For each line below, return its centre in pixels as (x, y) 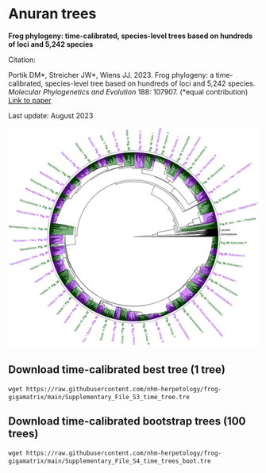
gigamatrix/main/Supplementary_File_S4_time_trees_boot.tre (110, 461)
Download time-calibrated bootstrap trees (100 (127, 421)
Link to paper (30, 100)
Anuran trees (52, 14)
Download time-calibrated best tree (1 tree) (117, 370)
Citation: (22, 60)
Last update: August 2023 (51, 115)
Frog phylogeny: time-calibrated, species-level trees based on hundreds (131, 36)
